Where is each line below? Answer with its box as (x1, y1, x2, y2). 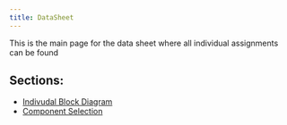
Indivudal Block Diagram (22, 96, 113, 107)
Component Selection (22, 106, 103, 117)
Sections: (9, 73, 65, 88)
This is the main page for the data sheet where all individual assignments (9, 37, 279, 48)
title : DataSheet (9, 12, 74, 22)
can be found (9, 46, 59, 58)
